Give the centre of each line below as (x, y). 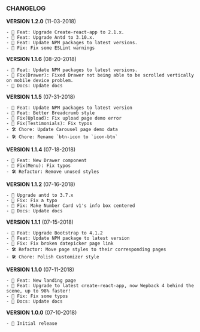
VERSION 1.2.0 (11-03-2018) (41, 22)
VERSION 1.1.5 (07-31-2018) (41, 97)
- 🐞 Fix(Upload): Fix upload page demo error (64, 118)
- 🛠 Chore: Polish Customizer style (53, 257)
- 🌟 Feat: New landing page (41, 281)
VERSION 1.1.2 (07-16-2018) (41, 184)
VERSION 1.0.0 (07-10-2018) (42, 313)
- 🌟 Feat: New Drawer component (46, 161)
